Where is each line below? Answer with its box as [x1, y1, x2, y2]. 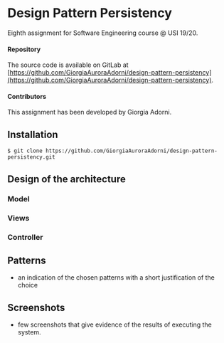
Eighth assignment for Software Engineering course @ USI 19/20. [7, 28, 198, 37]
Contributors [7, 92, 47, 100]
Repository [7, 45, 41, 53]
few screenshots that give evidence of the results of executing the [17, 320, 212, 329]
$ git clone [7, 147, 43, 154]
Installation [7, 128, 58, 140]
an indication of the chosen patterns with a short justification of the [17, 273, 215, 282]
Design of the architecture [7, 173, 126, 185]
